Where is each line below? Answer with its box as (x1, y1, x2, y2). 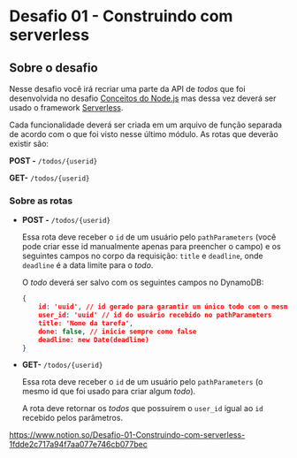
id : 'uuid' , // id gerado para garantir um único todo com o (38, 302, 268, 311)
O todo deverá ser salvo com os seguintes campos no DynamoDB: (21, 277, 264, 288)
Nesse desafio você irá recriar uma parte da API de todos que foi (9, 84, 246, 94)
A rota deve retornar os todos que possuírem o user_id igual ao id (21, 403, 263, 414)
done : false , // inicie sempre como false (38, 327, 197, 336)
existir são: (9, 139, 49, 149)
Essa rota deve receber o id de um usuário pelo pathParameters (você (21, 232, 277, 242)
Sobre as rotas (9, 195, 73, 207)
